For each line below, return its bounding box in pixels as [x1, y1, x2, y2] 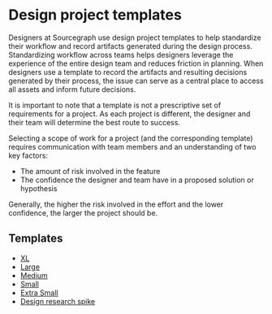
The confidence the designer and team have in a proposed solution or [19, 175, 254, 185]
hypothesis [19, 183, 58, 193]
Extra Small [19, 287, 58, 298]
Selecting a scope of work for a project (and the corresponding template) [8, 133, 253, 143]
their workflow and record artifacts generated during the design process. [8, 41, 253, 50]
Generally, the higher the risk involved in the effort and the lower [8, 199, 224, 209]
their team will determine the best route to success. [8, 117, 181, 127]
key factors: [8, 150, 49, 160]
